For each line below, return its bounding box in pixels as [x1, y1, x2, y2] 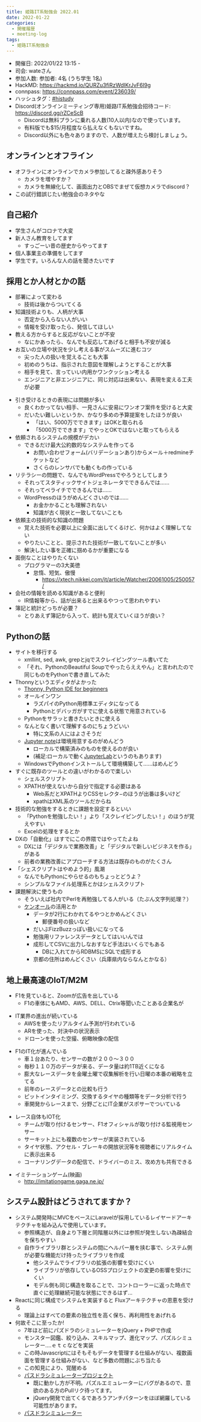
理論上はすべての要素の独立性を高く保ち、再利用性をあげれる [23, 1311, 177, 1319]
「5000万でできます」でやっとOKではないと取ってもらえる [32, 426, 180, 434]
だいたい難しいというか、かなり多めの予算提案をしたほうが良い [23, 411, 182, 419]
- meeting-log [11, 31, 47, 37]
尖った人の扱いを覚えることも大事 [23, 353, 109, 361]
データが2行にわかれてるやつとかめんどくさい [32, 911, 147, 918]
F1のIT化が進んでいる [14, 1047, 67, 1054]
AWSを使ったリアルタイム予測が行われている [23, 1020, 136, 1027]
